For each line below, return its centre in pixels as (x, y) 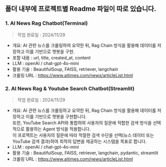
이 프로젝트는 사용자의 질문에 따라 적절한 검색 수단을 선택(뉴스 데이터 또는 (83, 135)
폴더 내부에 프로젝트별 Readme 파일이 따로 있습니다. (81, 9)
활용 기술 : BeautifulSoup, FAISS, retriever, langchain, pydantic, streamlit (85, 153)
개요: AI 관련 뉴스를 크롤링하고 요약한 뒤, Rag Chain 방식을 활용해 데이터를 (84, 110)
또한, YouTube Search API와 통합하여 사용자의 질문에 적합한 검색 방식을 (82, 122)
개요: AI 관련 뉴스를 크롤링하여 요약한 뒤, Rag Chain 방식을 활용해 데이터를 (84, 45)
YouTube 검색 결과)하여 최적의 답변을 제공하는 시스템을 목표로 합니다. (80, 141)
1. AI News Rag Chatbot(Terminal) (47, 23)
